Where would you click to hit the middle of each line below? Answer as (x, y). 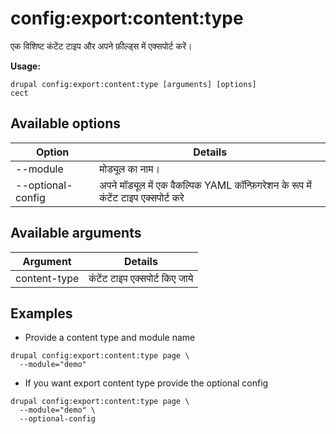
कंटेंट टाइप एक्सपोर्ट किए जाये (141, 278)
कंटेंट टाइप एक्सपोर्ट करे (142, 197)
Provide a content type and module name (110, 338)
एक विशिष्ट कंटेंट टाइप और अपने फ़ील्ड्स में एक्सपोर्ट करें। (101, 46)
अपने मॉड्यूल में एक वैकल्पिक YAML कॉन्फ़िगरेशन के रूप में (205, 185)
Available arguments (76, 233)
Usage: (26, 66)
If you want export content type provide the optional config (146, 383)
